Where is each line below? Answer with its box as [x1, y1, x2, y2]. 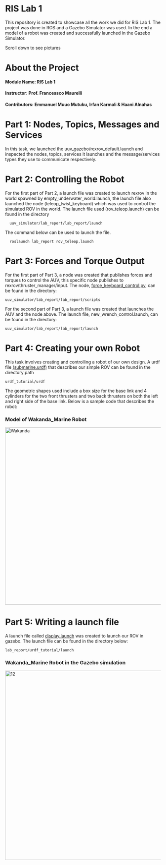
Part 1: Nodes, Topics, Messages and [5, 119, 160, 130]
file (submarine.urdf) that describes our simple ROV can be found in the [5, 364, 151, 370]
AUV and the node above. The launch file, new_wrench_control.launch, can [5, 311, 158, 317]
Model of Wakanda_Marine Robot [5, 416, 87, 423]
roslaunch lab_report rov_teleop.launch [9, 239, 94, 244]
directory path [5, 369, 34, 375]
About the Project [5, 62, 79, 73]
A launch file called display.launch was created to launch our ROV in [5, 633, 144, 638]
